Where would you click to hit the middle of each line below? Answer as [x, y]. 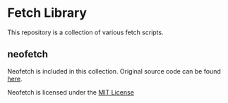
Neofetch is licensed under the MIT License [71, 92]
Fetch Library [47, 13]
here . [15, 78]
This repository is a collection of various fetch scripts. [85, 32]
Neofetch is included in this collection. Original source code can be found [114, 71]
